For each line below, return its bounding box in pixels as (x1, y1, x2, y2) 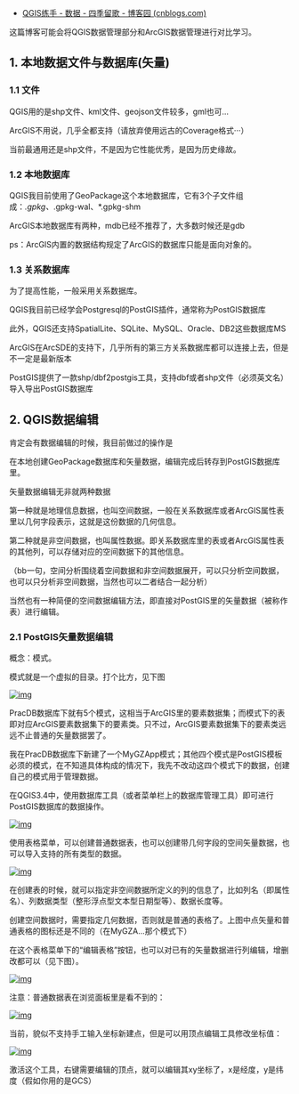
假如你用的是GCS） (24, 1075, 96, 1086)
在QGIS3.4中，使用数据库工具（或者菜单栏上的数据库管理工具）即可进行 (9, 790, 274, 801)
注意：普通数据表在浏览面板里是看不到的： (9, 992, 166, 1003)
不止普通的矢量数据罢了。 (16, 730, 111, 741)
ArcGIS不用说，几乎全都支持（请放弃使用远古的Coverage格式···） (9, 125, 249, 135)
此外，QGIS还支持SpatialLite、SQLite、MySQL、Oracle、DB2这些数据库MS (9, 323, 287, 334)
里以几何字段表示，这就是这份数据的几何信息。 (9, 516, 181, 527)
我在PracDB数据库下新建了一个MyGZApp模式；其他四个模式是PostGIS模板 (9, 749, 283, 759)
